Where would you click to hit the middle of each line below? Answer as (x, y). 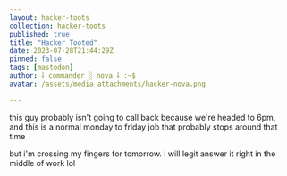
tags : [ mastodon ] (42, 68)
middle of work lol (42, 163)
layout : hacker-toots (50, 17)
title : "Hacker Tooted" (54, 42)
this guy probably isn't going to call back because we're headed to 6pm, (143, 117)
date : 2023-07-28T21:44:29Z (62, 51)
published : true (39, 34)
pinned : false (36, 59)
